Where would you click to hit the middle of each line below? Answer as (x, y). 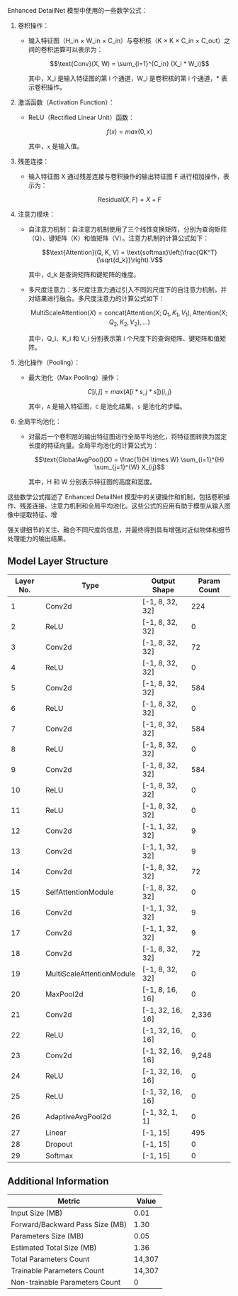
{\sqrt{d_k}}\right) (123, 260)
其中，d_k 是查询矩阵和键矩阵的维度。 (84, 274)
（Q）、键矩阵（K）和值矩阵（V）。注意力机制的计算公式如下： (119, 238)
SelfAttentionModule (79, 892)
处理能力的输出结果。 (38, 538)
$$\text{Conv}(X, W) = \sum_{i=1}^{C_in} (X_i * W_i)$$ (129, 64)
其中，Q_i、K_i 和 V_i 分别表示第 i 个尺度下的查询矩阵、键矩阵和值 (124, 338)
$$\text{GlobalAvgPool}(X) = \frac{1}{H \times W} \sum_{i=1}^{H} (130, 459)
